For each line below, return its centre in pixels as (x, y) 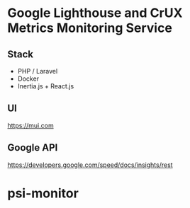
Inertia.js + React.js (46, 86)
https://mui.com (31, 125)
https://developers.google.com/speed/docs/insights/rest (90, 165)
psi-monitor (43, 193)
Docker (28, 79)
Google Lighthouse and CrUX (95, 13)
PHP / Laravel (38, 71)
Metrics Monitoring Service (90, 28)
